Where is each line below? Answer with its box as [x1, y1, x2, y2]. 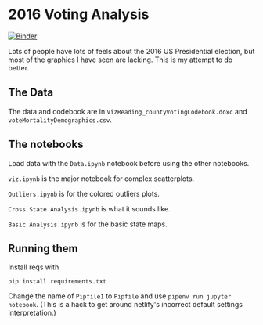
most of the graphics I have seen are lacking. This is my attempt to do [8, 55, 233, 64]
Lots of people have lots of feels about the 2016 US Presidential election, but [8, 46, 255, 56]
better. [8, 63, 30, 72]
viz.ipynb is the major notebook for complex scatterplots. [8, 174, 195, 183]
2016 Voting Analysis [8, 5, 150, 23]
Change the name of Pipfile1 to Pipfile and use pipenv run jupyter [8, 291, 232, 301]
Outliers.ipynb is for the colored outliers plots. [8, 189, 160, 198]
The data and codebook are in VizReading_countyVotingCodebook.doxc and [8, 107, 248, 116]
